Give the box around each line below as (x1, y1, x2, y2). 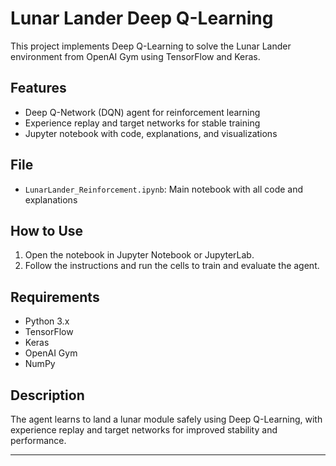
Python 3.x (24, 315, 70, 327)
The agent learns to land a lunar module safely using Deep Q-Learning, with (10, 413, 323, 425)
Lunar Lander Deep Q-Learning (10, 7, 274, 30)
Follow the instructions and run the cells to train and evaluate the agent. (24, 260, 320, 272)
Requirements (10, 288, 100, 306)
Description (10, 387, 85, 404)
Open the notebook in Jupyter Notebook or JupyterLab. (24, 249, 255, 261)
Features (10, 80, 67, 97)
